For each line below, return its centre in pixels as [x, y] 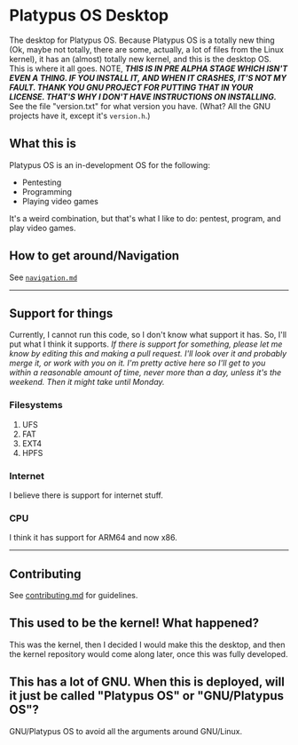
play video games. [43, 228]
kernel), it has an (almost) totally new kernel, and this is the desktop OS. [141, 59]
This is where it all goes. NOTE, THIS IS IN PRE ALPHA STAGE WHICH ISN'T [149, 68]
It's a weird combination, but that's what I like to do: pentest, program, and [145, 218]
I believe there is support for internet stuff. [86, 495]
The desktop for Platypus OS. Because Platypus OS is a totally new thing [142, 40]
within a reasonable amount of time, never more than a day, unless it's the [145, 372]
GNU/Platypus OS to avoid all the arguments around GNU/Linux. [126, 731]
